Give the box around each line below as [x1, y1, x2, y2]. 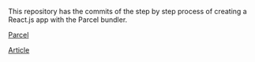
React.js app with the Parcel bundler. [8, 15, 128, 24]
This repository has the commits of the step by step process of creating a [8, 7, 247, 16]
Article [8, 46, 30, 54]
